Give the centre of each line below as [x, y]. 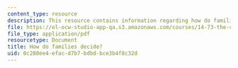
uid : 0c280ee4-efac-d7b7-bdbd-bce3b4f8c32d [73, 54]
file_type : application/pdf [49, 34]
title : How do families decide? [55, 47]
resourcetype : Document [42, 40]
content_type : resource [42, 14]
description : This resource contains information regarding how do [109, 21]
